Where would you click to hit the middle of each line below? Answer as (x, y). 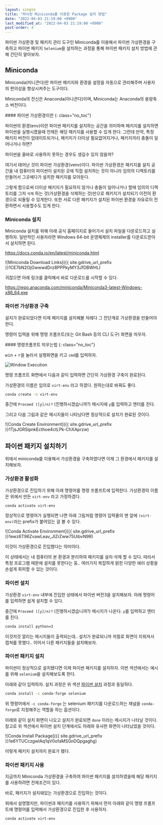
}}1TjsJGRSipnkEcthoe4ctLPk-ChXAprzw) (47, 429)
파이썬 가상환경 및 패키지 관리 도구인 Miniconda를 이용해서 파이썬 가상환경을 (78, 42)
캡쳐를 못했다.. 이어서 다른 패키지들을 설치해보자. (51, 643)
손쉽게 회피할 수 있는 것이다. (32, 569)
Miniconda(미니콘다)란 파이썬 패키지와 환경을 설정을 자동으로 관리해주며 (74, 82)
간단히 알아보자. (25, 55)
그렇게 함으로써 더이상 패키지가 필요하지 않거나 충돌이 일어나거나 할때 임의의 (77, 187)
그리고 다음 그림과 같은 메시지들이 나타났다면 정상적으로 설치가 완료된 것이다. (78, 415)
